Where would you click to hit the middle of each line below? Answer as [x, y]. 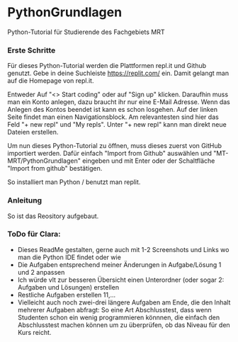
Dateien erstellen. [33, 132]
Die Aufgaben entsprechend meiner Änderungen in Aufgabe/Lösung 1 [119, 264]
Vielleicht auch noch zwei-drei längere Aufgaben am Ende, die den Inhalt [124, 302]
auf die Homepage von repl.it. [51, 81]
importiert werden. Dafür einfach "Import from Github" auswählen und [110, 154]
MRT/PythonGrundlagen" [44, 161]
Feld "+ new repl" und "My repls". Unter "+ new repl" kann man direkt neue [117, 125]
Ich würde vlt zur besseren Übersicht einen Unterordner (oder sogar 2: [121, 280]
